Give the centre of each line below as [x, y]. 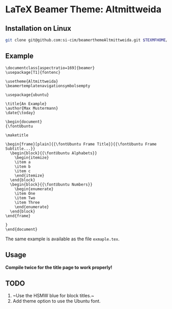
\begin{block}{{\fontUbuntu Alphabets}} [53, 153]
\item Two [25, 198]
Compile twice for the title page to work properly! [59, 267]
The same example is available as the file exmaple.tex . [62, 239]
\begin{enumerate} [34, 189]
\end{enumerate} [32, 207]
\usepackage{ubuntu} [27, 95]
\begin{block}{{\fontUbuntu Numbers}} [51, 184]
